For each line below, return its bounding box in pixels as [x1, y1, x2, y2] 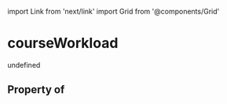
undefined [7, 60, 41, 69]
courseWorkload [7, 35, 119, 52]
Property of [7, 83, 65, 97]
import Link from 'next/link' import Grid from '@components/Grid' [7, 7, 220, 16]
